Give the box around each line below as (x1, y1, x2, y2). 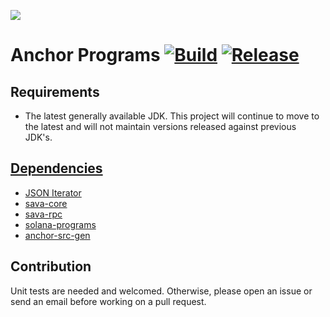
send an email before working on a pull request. (10, 295, 207, 307)
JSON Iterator (24, 186, 82, 199)
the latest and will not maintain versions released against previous (24, 121, 297, 132)
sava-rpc (24, 208, 63, 220)
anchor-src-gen (24, 229, 91, 241)
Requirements (10, 83, 100, 100)
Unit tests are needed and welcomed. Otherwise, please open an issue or (10, 285, 313, 297)
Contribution (10, 258, 92, 275)
